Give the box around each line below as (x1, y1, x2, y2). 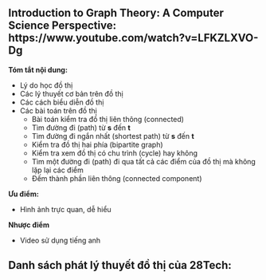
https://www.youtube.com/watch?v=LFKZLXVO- (8, 31, 259, 45)
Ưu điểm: (8, 189, 40, 199)
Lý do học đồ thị (19, 80, 73, 90)
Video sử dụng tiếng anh (19, 235, 101, 245)
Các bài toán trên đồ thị (19, 105, 97, 115)
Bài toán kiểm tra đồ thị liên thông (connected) (31, 114, 185, 124)
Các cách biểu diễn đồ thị (19, 97, 104, 107)
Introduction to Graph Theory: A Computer (8, 6, 225, 20)
